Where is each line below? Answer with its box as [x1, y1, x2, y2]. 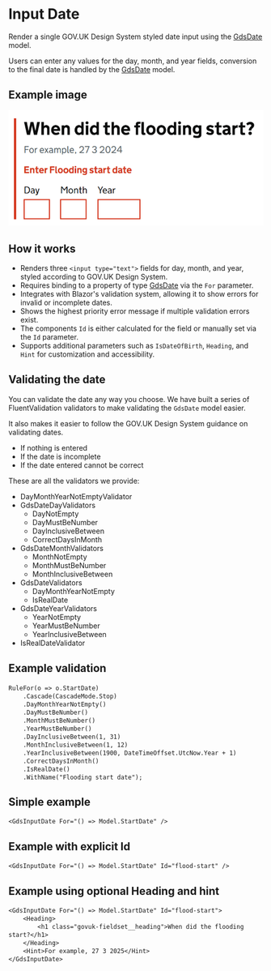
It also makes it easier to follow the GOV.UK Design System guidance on [8, 418, 248, 428]
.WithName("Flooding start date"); [23, 773, 143, 781]
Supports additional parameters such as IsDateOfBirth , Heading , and [19, 340, 249, 350]
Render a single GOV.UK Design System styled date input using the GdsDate [8, 32, 263, 41]
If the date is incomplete [19, 451, 101, 461]
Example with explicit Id [8, 840, 131, 853]
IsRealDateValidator [19, 638, 86, 648]
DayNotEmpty [32, 508, 79, 519]
